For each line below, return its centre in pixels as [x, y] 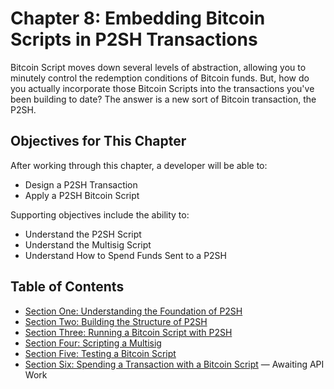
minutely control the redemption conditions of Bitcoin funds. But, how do [160, 78]
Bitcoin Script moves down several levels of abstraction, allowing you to [158, 67]
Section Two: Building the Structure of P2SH [116, 321]
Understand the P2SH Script [83, 234]
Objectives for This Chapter [98, 141]
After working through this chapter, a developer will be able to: [139, 165]
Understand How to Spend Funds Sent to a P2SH [126, 255]
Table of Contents [67, 287]
